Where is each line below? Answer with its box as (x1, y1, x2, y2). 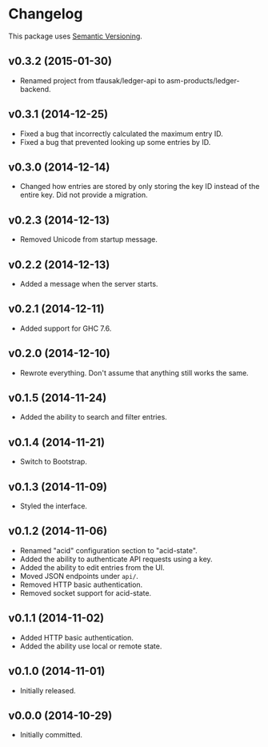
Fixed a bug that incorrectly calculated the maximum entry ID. (19, 129, 223, 139)
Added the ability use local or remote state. (19, 641, 162, 651)
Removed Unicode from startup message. (19, 235, 158, 244)
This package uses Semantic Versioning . (8, 31, 142, 41)
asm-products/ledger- (166, 75, 240, 85)
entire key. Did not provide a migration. (19, 190, 148, 200)
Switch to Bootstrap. (19, 457, 88, 467)
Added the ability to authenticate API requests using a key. (19, 554, 214, 564)
